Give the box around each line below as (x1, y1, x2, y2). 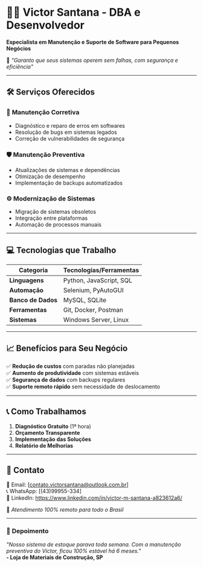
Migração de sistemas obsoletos (14, 208, 97, 216)
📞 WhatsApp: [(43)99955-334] (6, 488, 82, 495)
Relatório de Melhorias (14, 442, 74, 449)
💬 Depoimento (6, 527, 49, 535)
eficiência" (6, 63, 33, 70)
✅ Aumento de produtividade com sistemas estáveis (6, 369, 139, 376)
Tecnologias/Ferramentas (63, 266, 140, 274)
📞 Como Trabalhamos (6, 406, 86, 417)
